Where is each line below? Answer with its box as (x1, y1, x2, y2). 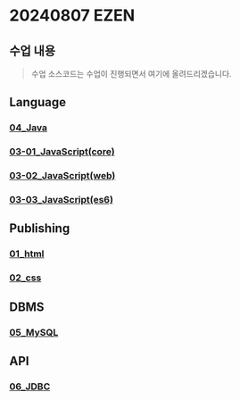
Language (9, 95, 67, 110)
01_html (9, 247, 45, 260)
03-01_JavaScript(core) (9, 146, 115, 158)
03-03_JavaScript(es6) (9, 194, 114, 206)
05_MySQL (9, 326, 59, 338)
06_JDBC (9, 380, 51, 393)
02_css (9, 271, 42, 284)
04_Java (9, 121, 47, 134)
